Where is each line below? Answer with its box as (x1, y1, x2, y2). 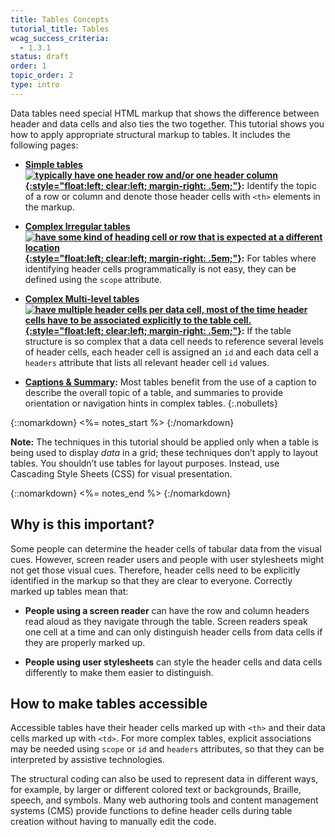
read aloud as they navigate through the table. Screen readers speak (24, 615, 308, 627)
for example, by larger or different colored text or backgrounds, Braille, (10, 784, 302, 796)
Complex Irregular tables (24, 220, 131, 232)
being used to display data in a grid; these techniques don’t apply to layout (10, 446, 319, 458)
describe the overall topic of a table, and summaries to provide (24, 386, 284, 398)
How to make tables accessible (10, 695, 208, 712)
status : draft (10, 52, 70, 62)
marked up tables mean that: (10, 585, 129, 597)
